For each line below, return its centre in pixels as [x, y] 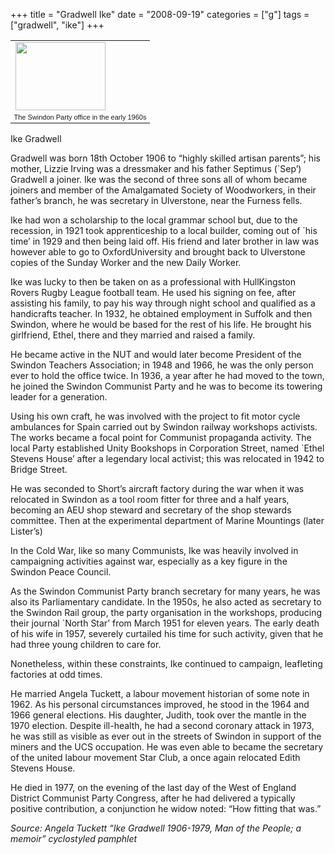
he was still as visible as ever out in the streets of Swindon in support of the [166, 736]
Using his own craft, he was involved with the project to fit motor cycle [155, 416]
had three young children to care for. [86, 645]
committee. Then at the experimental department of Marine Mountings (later [167, 521]
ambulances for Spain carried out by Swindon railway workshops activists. [164, 427]
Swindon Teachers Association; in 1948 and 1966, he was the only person [162, 365]
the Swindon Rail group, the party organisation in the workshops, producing [166, 613]
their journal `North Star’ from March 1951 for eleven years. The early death [165, 623]
